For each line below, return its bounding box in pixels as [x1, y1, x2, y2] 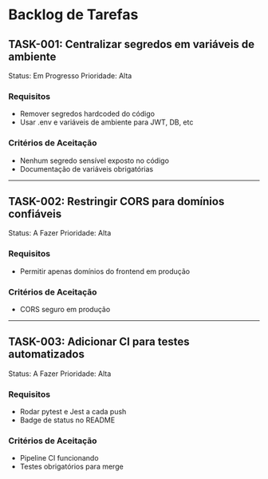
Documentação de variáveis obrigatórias [19, 164, 154, 173]
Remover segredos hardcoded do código [19, 109, 156, 119]
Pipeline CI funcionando [19, 453, 99, 463]
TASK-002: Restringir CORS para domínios [8, 194, 225, 208]
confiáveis [8, 207, 62, 220]
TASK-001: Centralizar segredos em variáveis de [8, 38, 255, 51]
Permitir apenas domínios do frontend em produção [19, 266, 190, 276]
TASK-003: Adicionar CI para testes [8, 335, 190, 349]
